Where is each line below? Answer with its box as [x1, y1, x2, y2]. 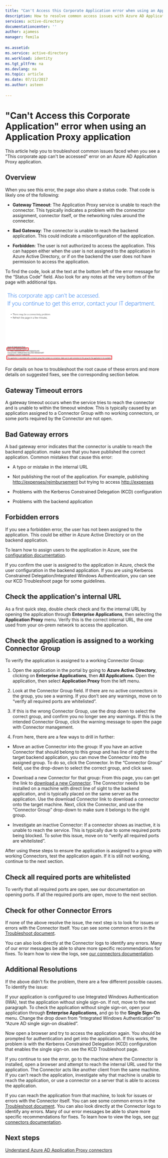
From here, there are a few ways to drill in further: [12, 734, 115, 740]
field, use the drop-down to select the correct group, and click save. [12, 765, 153, 771]
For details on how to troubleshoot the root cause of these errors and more [5, 366, 159, 372]
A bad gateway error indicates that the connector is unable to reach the [5, 443, 152, 450]
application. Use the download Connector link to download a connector [12, 796, 159, 802]
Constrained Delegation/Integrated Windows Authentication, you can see [5, 572, 156, 578]
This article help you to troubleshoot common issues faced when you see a [5, 148, 160, 154]
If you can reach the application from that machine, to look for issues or [5, 1092, 152, 1098]
